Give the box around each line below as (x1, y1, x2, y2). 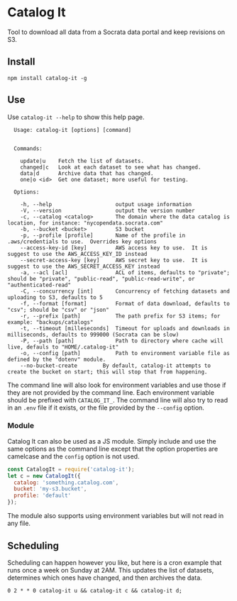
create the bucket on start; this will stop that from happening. (7, 368, 208, 376)
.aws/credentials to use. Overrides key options (7, 238, 158, 245)
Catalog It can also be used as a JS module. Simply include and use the (7, 437, 216, 445)
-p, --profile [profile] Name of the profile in (20, 232, 186, 239)
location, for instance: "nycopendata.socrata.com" (7, 219, 163, 227)
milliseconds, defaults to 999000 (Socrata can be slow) (7, 331, 180, 338)
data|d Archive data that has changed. (20, 169, 154, 177)
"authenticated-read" (7, 281, 72, 288)
